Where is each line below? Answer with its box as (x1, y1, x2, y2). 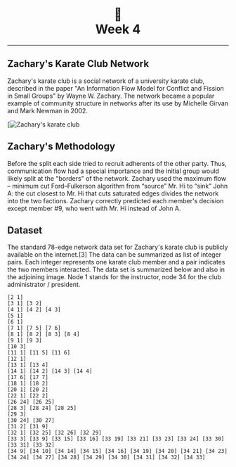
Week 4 (95, 21, 141, 37)
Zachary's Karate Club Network (7, 58, 150, 70)
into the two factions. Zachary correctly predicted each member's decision (7, 196, 224, 205)
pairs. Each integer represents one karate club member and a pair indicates (7, 258, 225, 267)
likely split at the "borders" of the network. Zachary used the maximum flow (7, 174, 227, 182)
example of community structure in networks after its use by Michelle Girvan (7, 98, 229, 108)
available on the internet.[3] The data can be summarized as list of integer (7, 250, 222, 259)
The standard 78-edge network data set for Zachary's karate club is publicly (7, 243, 228, 252)
